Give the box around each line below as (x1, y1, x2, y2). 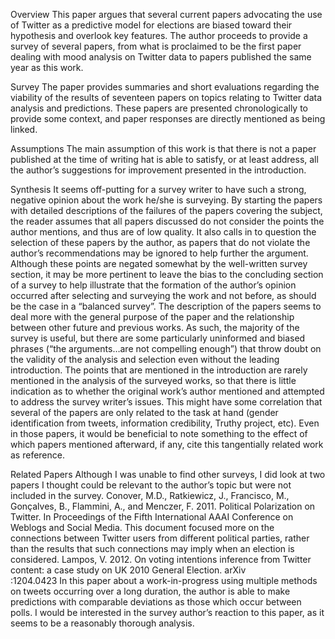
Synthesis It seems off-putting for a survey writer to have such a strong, (10, 184, 307, 195)
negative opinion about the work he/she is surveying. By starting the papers (10, 194, 323, 206)
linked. (10, 124, 38, 135)
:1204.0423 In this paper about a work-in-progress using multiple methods (10, 575, 318, 586)
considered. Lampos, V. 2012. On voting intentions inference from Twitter (10, 554, 312, 565)
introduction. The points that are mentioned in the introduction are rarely (10, 364, 308, 376)
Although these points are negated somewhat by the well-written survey (10, 258, 308, 269)
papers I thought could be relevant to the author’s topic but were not (10, 479, 292, 491)
